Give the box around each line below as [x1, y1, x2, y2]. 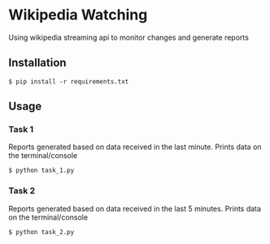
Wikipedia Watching [8, 6, 148, 24]
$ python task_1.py [8, 166, 75, 175]
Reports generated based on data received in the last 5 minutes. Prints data [8, 203, 262, 213]
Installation [8, 56, 67, 70]
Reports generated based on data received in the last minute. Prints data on [8, 142, 262, 152]
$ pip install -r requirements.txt [8, 77, 129, 86]
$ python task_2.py [8, 228, 75, 236]
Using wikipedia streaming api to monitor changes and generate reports [8, 32, 250, 42]
